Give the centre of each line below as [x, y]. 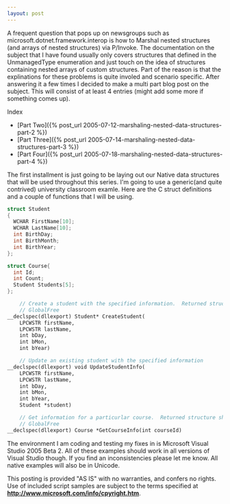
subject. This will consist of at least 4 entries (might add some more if [105, 91]
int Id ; [24, 272]
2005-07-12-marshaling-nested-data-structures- [153, 125]
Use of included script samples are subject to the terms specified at [103, 486]
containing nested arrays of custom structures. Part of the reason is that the [114, 69]
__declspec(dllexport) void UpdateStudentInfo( [76, 367]
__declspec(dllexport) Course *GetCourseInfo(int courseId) [95, 430]
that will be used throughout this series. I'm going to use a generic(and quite [115, 181]
